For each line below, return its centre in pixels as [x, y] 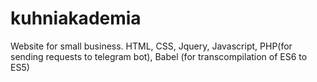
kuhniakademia [76, 18]
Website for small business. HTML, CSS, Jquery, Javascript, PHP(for [151, 46]
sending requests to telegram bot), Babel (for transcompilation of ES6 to [159, 56]
